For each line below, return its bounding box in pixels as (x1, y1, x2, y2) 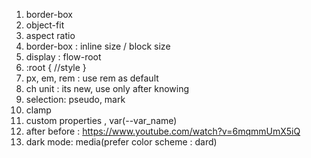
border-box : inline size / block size (25, 40, 171, 52)
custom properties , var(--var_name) (25, 115, 178, 126)
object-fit (25, 19, 65, 31)
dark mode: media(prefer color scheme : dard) (25, 136, 218, 148)
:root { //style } (25, 62, 87, 73)
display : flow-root (25, 51, 102, 63)
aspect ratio (25, 30, 76, 41)
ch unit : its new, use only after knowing (25, 83, 190, 94)
